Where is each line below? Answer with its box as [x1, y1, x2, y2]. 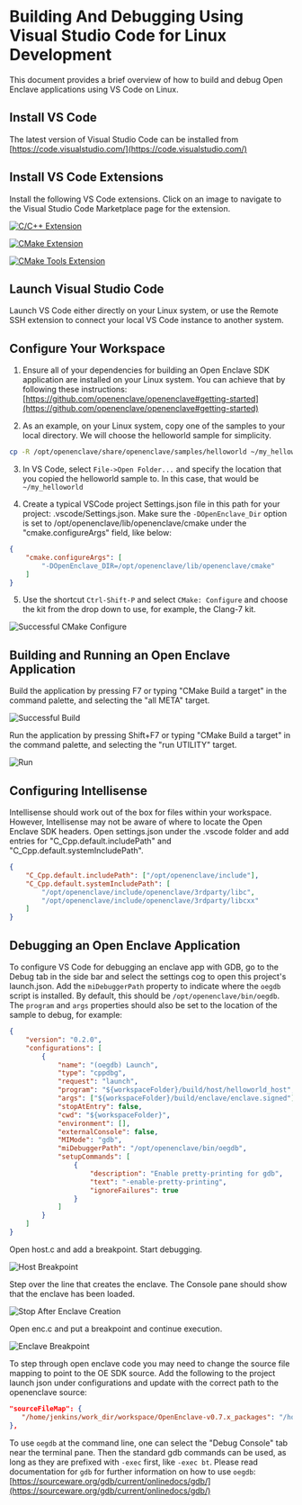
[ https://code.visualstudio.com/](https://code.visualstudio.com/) [9, 143, 247, 154]
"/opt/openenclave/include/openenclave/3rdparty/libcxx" [41, 896, 259, 906]
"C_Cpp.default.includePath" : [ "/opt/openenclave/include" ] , [25, 870, 259, 879]
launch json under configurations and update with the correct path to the [9, 1377, 279, 1388]
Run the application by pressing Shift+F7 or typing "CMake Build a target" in [9, 730, 291, 741]
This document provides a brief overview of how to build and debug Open [9, 74, 283, 85]
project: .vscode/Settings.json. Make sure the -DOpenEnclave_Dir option [22, 509, 288, 519]
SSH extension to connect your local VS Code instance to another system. [9, 315, 285, 326]
